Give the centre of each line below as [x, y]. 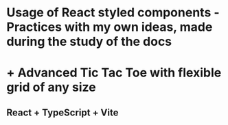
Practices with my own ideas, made [110, 27]
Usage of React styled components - [113, 13]
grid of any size [52, 87]
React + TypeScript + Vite [62, 112]
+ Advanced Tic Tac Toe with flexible [114, 73]
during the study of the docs [89, 42]
